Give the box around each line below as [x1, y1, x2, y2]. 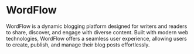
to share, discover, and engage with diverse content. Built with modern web [6, 28, 189, 35]
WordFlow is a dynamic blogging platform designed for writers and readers [6, 23, 188, 30]
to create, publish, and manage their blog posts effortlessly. [6, 41, 150, 48]
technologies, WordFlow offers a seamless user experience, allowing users [6, 35, 188, 42]
